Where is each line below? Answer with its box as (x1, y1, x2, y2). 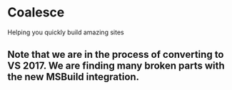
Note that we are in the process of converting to (7, 49, 224, 61)
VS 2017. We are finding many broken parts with (7, 60, 225, 72)
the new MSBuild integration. (7, 71, 140, 83)
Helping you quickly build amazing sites (7, 28, 124, 36)
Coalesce (7, 4, 65, 21)
